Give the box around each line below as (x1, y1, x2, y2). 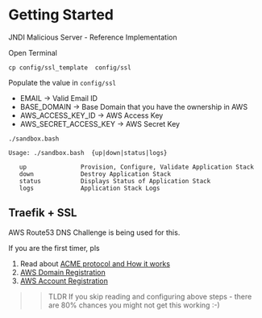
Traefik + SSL (8, 206, 77, 220)
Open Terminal (8, 48, 58, 57)
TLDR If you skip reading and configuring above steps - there (48, 291, 252, 301)
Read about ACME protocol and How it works (19, 258, 171, 268)
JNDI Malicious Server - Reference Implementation (8, 32, 177, 42)
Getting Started (8, 6, 114, 24)
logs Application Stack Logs (19, 184, 160, 192)
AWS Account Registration (19, 276, 109, 286)
